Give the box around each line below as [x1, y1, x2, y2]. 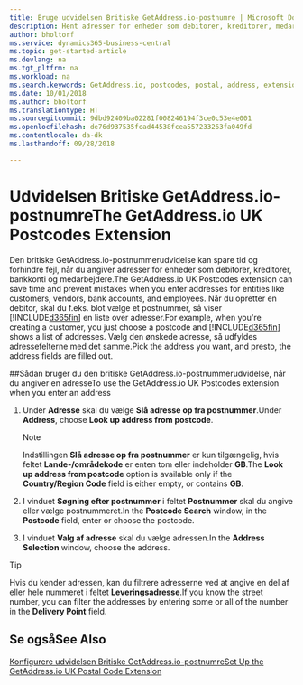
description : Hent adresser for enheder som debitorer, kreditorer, [9, 22, 272, 31]
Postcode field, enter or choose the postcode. [22, 514, 196, 525]
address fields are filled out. [9, 350, 114, 361]
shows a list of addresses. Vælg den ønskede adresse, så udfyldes [9, 331, 258, 342]
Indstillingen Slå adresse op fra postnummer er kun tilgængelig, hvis [22, 449, 280, 460]
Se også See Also [9, 632, 106, 647]
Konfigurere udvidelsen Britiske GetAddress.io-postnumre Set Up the [9, 656, 264, 667]
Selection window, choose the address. [22, 541, 170, 552]
